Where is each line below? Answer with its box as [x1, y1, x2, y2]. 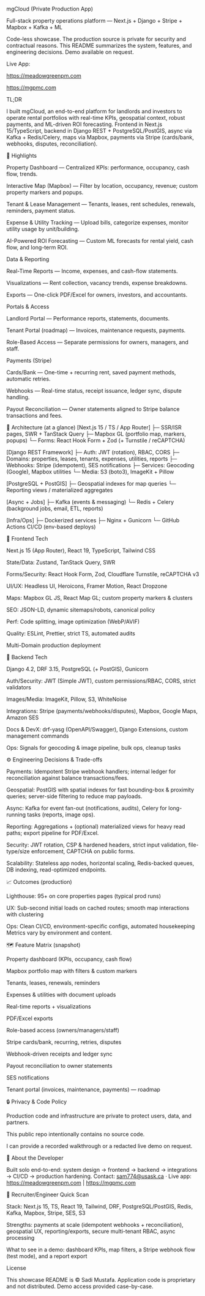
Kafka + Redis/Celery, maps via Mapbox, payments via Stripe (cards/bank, [6, 134, 194, 141]
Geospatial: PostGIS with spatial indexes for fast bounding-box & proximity [6, 786, 195, 793]
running [6, 811, 26, 818]
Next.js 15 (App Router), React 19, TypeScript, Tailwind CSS [6, 547, 156, 554]
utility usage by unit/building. [6, 226, 80, 232]
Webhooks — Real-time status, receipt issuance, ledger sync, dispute [6, 387, 182, 394]
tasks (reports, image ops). [27, 811, 95, 818]
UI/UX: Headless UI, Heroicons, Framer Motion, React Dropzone [6, 582, 168, 590]
